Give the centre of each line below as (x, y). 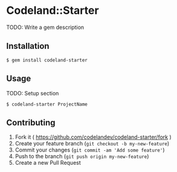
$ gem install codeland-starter (47, 60)
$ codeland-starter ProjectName (47, 104)
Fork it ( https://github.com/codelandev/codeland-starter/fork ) (93, 137)
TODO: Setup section (33, 93)
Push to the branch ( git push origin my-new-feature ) (82, 156)
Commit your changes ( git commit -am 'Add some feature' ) (90, 150)
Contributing (31, 122)
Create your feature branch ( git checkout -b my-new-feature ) (92, 144)
